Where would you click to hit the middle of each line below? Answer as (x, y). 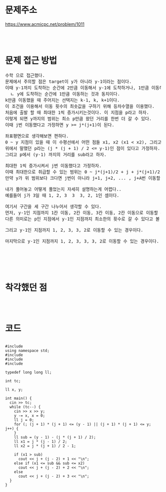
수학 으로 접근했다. (25, 75)
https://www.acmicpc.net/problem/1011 (45, 24)
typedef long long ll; (28, 372)
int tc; (13, 381)
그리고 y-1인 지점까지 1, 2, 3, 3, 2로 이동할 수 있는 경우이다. (74, 230)
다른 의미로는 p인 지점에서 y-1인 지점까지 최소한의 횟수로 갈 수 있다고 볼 (82, 219)
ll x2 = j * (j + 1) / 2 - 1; (45, 446)
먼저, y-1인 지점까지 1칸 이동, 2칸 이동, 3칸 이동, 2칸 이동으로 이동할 (82, 213)
